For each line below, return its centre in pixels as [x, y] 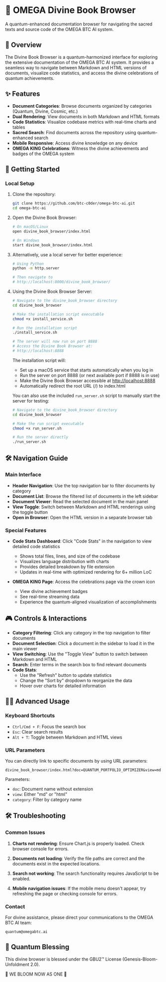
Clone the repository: [34, 195]
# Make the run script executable [48, 423]
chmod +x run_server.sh [37, 428]
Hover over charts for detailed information [63, 686]
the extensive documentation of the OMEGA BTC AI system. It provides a [80, 62]
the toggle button [30, 512]
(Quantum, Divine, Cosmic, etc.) [45, 111]
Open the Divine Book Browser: [44, 217]
